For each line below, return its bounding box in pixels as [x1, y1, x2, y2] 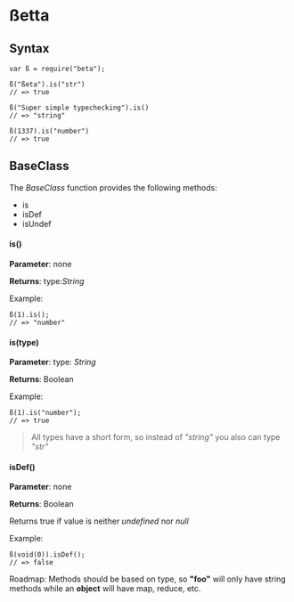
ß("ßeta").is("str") [9, 80, 86, 89]
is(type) [9, 337, 40, 347]
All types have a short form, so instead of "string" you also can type [30, 432, 281, 443]
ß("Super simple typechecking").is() [9, 103, 150, 112]
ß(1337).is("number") [9, 126, 90, 135]
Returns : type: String [9, 276, 85, 287]
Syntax [9, 41, 50, 56]
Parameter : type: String [9, 357, 96, 368]
